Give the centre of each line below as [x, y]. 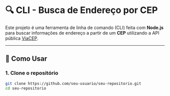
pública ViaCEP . [22, 38]
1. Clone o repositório [32, 73]
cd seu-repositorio [26, 88]
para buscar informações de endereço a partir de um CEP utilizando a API [82, 33]
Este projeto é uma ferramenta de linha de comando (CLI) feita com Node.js [84, 27]
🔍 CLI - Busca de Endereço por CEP [81, 10]
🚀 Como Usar [26, 59]
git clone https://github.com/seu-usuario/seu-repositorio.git [73, 83]
